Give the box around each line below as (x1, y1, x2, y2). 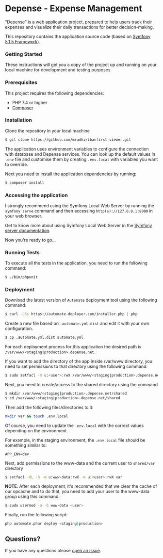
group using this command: (5, 493, 60, 500)
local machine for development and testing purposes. (5, 67, 112, 73)
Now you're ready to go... (5, 237, 56, 243)
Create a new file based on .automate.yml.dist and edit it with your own (5, 321, 149, 327)
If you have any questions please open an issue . (5, 548, 101, 554)
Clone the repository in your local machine (5, 128, 90, 133)
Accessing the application (5, 192, 68, 198)
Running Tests (5, 249, 40, 256)
